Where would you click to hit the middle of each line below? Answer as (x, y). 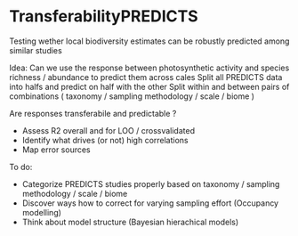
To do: (21, 167)
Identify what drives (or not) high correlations (105, 140)
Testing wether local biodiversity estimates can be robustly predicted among (149, 41)
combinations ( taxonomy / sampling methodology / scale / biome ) (132, 96)
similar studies (36, 50)
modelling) (42, 212)
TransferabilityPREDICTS (104, 16)
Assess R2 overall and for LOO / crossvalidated (109, 130)
